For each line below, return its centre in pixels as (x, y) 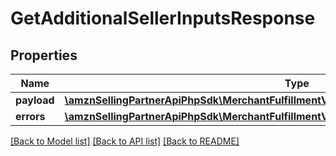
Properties (44, 55)
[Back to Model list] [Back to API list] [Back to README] (125, 141)
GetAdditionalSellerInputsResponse (163, 18)
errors (30, 116)
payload (35, 100)
